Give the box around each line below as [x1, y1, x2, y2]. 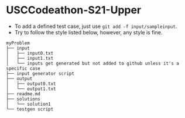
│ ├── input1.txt [6, 55, 54, 61]
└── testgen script [6, 106, 54, 112]
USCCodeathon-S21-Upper [6, 3, 142, 17]
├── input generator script [6, 70, 75, 76]
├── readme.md [6, 91, 41, 96]
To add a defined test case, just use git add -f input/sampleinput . [14, 23, 177, 30]
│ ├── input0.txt [6, 50, 54, 56]
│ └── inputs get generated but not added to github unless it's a [6, 60, 180, 66]
